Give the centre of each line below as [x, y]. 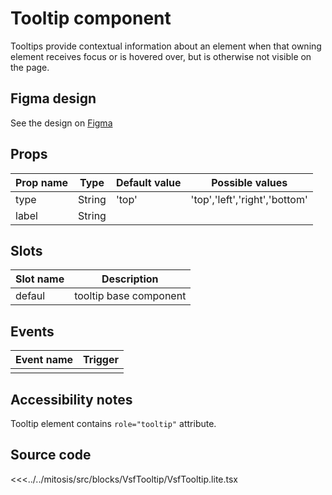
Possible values [249, 182]
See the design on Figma [61, 123]
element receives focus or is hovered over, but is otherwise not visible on [161, 56]
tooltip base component [130, 296]
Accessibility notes [71, 399]
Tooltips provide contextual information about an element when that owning [166, 46]
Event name [44, 360]
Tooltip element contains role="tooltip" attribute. [113, 423]
